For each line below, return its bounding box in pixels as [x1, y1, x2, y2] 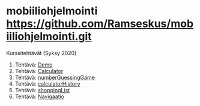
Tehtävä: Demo [14, 61, 53, 68]
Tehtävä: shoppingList [14, 86, 70, 93]
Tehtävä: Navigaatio [14, 93, 65, 100]
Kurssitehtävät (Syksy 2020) [6, 49, 77, 56]
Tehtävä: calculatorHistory [14, 80, 80, 87]
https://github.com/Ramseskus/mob [6, 17, 194, 31]
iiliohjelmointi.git [6, 30, 92, 43]
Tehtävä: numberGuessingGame [14, 74, 95, 81]
